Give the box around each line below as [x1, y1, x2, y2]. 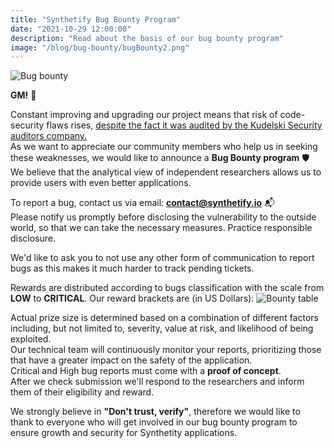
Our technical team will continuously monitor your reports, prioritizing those [10, 344, 322, 356]
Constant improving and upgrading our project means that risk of [10, 109, 278, 121]
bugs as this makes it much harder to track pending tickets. [10, 262, 255, 275]
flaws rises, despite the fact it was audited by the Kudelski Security [46, 119, 323, 131]
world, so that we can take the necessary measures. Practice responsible [10, 222, 313, 234]
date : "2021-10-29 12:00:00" [10, 24, 132, 34]
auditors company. [10, 130, 88, 142]
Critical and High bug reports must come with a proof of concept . [10, 365, 282, 377]
